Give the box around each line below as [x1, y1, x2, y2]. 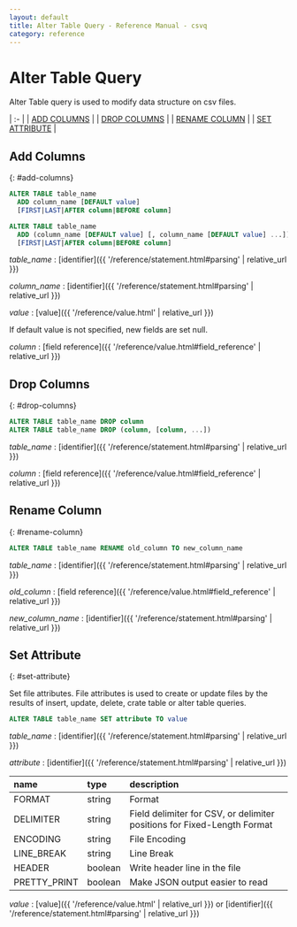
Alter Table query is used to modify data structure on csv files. [9, 96, 237, 107]
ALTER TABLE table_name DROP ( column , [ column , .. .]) [9, 425, 212, 434]
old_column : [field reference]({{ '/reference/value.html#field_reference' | [9, 586, 276, 597]
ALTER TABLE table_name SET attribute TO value [9, 715, 188, 724]
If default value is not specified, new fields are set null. [9, 325, 208, 335]
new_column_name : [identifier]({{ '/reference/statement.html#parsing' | [9, 612, 272, 624]
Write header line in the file [129, 862, 241, 874]
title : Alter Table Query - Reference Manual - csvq [9, 21, 208, 30]
